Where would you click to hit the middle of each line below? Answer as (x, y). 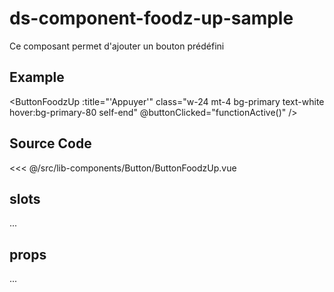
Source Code (50, 143)
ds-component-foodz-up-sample (151, 18)
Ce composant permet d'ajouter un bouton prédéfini (117, 46)
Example (37, 77)
